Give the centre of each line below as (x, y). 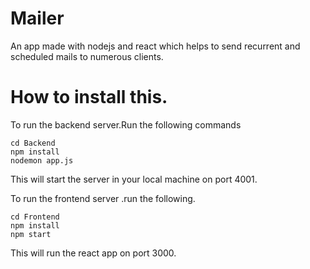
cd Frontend (35, 217)
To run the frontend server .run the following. (103, 198)
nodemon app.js (42, 160)
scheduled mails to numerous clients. (87, 56)
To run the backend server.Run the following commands (126, 124)
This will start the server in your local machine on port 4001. (134, 179)
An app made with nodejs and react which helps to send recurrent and (155, 46)
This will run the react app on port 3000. (93, 253)
